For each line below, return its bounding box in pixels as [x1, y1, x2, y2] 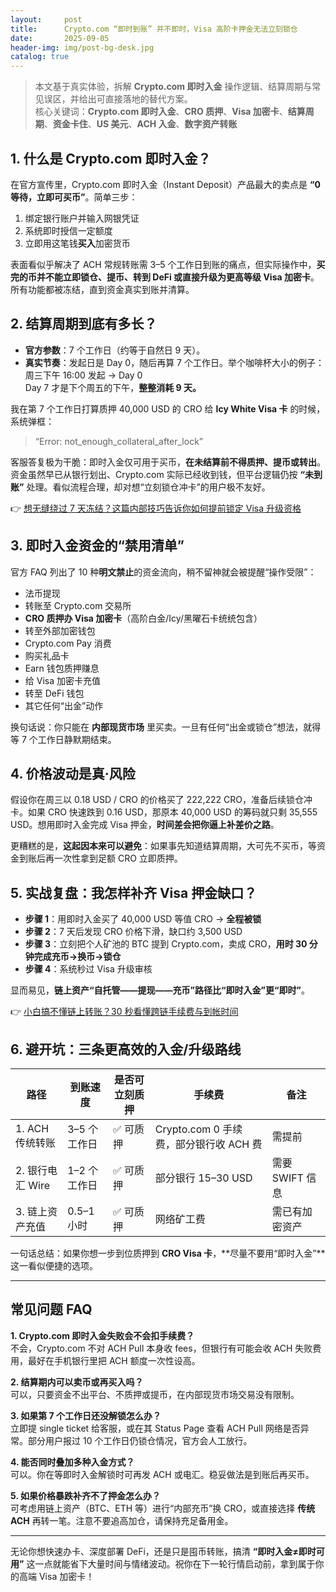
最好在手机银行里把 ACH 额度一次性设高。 [27, 1354, 201, 1366]
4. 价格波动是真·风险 [10, 765, 136, 782]
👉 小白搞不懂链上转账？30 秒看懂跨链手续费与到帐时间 [10, 1006, 239, 1018]
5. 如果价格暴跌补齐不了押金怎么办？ [10, 1489, 161, 1501]
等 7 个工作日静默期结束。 [10, 733, 117, 745]
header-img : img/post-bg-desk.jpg [10, 42, 155, 53]
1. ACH [15, 1122, 50, 1135]
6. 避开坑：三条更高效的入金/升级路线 [10, 1041, 242, 1058]
